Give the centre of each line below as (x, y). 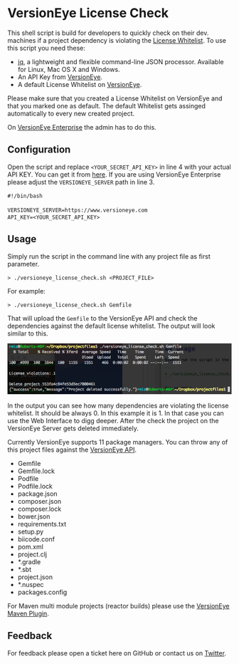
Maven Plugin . (28, 613)
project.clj (32, 554)
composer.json (39, 501)
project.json (35, 577)
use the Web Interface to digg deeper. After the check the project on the (113, 420)
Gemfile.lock (36, 471)
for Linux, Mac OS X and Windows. (69, 69)
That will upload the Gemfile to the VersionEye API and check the (102, 318)
